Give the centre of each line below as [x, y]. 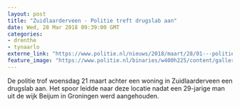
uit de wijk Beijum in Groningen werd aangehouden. [83, 96]
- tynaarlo [24, 47]
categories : [25, 34]
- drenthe [22, 41]
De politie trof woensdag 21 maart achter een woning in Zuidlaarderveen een [120, 81]
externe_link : [29, 54]
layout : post [27, 14]
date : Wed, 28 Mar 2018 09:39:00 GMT [64, 27]
